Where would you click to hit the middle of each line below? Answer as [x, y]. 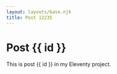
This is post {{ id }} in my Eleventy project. [59, 64]
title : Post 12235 [29, 18]
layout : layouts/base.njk [39, 12]
